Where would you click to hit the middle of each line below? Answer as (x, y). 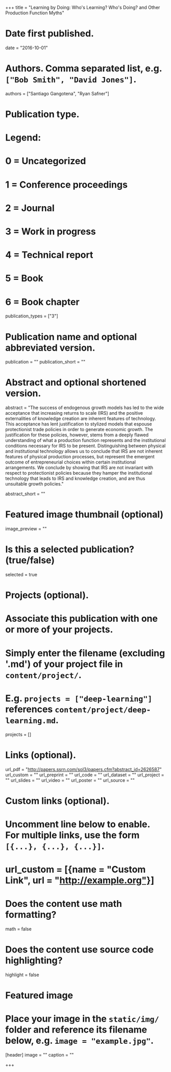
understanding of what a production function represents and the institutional (86, 440)
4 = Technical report (49, 255)
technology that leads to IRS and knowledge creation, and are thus (75, 478)
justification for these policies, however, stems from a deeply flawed (77, 435)
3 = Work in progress (51, 231)
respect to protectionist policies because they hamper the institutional (79, 473)
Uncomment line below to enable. (78, 824)
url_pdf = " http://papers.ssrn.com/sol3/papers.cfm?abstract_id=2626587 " (83, 769)
